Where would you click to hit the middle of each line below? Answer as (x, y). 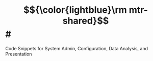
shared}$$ (86, 21)
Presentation (19, 54)
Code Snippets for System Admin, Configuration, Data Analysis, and (77, 48)
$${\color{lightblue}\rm (75, 10)
